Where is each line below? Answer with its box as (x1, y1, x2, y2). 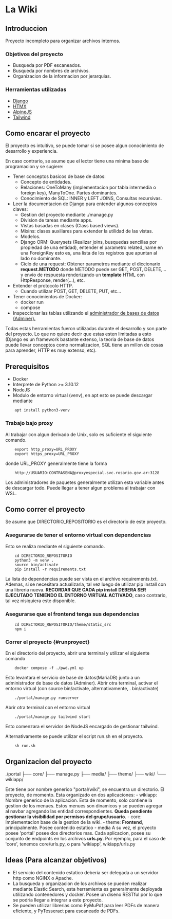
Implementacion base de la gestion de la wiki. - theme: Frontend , (5, 819, 144, 825)
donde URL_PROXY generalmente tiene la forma (5, 460, 107, 466)
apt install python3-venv (14, 408, 70, 413)
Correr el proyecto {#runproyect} (5, 638, 90, 645)
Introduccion (5, 24, 48, 33)
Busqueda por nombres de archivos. (12, 68, 90, 74)
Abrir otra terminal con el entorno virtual (5, 705, 90, 711)
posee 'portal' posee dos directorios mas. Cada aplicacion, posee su (5, 830, 151, 836)
